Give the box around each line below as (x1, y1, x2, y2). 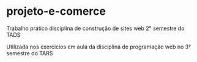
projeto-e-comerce (6, 4, 106, 18)
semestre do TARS (6, 49, 53, 56)
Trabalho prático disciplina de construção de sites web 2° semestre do (6, 25, 185, 32)
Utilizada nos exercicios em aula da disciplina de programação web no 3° (6, 43, 191, 50)
